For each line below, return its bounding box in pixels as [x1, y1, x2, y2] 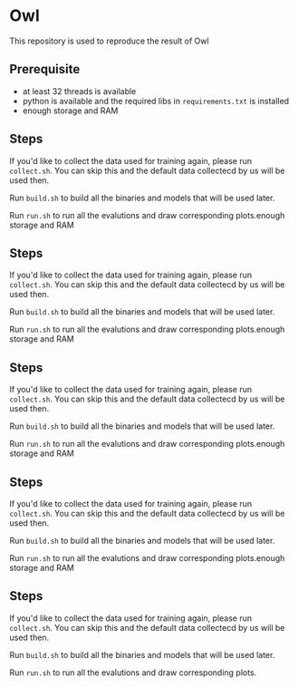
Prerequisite [9, 62, 81, 77]
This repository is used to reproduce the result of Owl [9, 35, 210, 46]
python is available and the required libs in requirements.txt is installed [22, 95, 290, 106]
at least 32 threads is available [22, 85, 137, 96]
